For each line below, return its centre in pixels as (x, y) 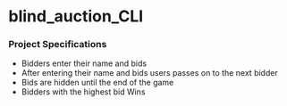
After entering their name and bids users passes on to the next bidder (149, 73)
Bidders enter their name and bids (84, 63)
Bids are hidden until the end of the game (97, 83)
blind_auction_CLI (76, 16)
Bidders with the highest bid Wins (83, 92)
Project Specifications (58, 45)
